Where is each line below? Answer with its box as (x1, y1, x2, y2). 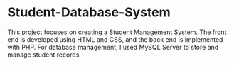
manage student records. (7, 50, 82, 59)
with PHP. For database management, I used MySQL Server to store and (7, 43, 219, 51)
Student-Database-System (7, 4, 171, 21)
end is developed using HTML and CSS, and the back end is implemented (7, 35, 223, 43)
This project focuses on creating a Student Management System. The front (7, 28, 227, 36)
